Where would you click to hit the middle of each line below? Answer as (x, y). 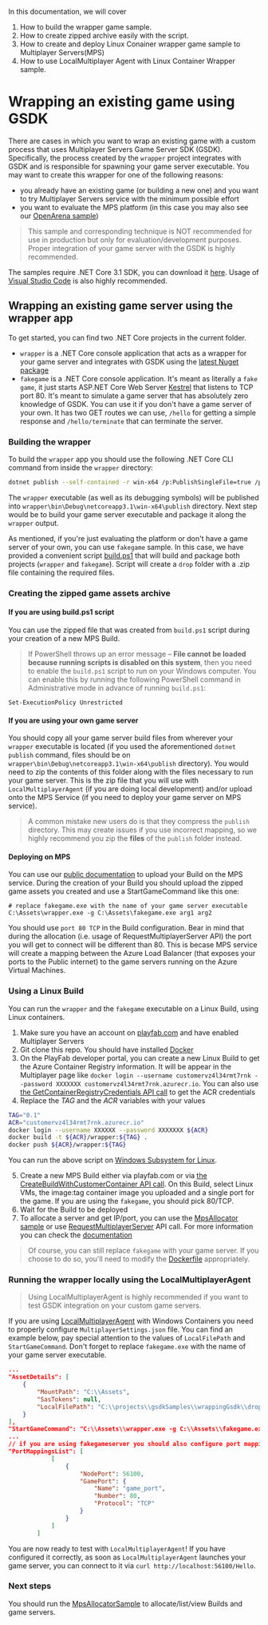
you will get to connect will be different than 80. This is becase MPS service (133, 945)
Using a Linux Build (46, 991)
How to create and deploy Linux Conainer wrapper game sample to (130, 44)
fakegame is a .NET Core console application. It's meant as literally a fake (138, 378)
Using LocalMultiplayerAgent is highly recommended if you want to (138, 1297)
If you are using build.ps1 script (61, 612)
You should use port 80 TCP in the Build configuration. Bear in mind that (126, 928)
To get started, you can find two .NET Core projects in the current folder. (128, 337)
